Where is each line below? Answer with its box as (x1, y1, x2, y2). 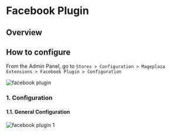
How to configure (6, 47, 71, 57)
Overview (6, 28, 43, 37)
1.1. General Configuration (6, 108, 70, 115)
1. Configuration (6, 94, 53, 102)
